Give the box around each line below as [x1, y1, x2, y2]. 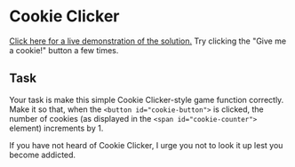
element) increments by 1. [9, 123, 104, 133]
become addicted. [9, 149, 76, 160]
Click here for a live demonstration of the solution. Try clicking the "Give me [9, 36, 287, 46]
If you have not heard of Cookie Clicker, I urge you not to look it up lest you [9, 139, 283, 150]
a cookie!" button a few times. [9, 44, 119, 55]
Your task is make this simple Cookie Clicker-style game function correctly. [9, 94, 284, 105]
